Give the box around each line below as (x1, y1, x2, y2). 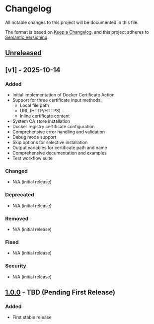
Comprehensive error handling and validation (12, 129, 105, 135)
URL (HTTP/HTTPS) (19, 108, 61, 114)
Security (5, 262, 26, 269)
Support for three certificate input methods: (12, 97, 102, 103)
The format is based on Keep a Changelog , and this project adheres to (5, 29, 149, 35)
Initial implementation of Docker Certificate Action (12, 92, 115, 98)
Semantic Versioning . (5, 34, 49, 40)
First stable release (12, 314, 52, 321)
